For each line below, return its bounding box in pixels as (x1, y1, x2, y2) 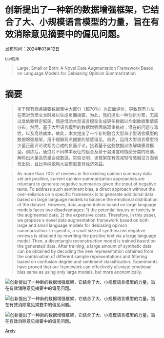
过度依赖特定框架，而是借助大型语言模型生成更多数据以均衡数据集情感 (17, 118, 159, 124)
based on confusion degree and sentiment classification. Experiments (17, 258, 158, 264)
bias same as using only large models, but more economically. (17, 269, 143, 275)
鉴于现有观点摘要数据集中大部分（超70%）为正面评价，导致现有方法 (17, 106, 155, 112)
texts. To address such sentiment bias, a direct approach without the (17, 186, 155, 192)
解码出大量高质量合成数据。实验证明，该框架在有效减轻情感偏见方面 (17, 155, 154, 160)
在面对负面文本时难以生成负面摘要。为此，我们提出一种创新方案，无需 (17, 112, 159, 118)
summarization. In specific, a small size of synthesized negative (17, 227, 145, 233)
